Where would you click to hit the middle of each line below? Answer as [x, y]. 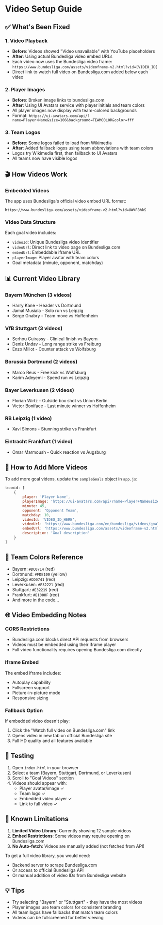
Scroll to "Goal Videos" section [43, 778]
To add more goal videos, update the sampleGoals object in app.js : [71, 479]
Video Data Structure [30, 222]
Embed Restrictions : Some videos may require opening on [71, 836]
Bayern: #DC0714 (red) [33, 569]
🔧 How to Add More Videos [46, 468]
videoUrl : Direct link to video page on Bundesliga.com [66, 247]
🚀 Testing [20, 756]
